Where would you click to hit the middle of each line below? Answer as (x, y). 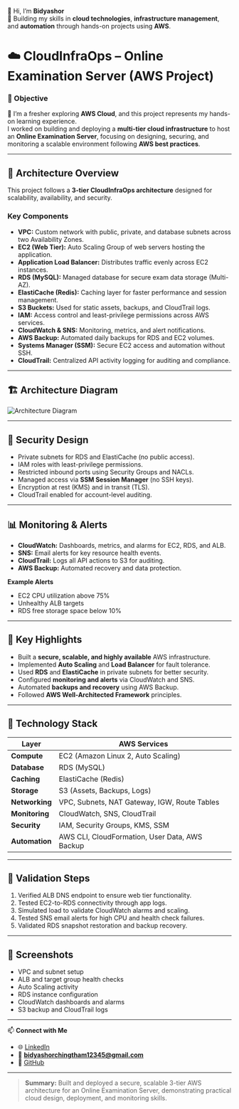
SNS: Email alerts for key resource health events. (89, 553)
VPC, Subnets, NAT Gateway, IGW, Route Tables (139, 802)
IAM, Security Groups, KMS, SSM (114, 825)
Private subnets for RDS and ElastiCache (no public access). (106, 457)
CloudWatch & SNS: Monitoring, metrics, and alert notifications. (112, 330)
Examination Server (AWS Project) (111, 76)
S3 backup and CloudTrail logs (63, 1009)
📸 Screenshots (41, 954)
